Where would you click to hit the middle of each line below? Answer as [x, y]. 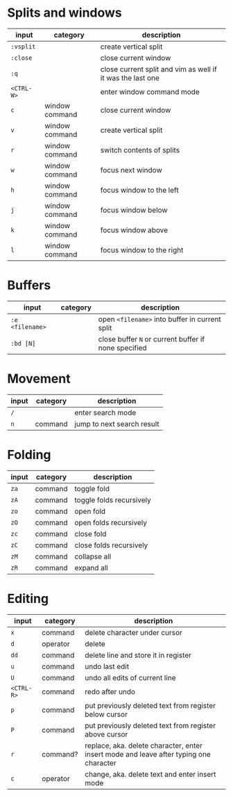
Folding [29, 455]
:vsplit [23, 46]
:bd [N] [23, 343]
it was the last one [130, 78]
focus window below [134, 210]
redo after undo [110, 691]
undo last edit [107, 666]
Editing [28, 598]
